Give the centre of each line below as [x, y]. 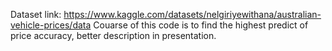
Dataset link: [36, 14]
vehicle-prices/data [51, 25]
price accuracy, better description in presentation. [113, 35]
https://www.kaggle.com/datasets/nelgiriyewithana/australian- [192, 14]
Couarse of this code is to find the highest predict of [201, 25]
